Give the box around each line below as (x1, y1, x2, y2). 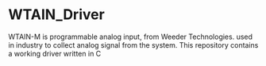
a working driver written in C (8, 49, 102, 58)
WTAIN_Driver (8, 6, 105, 24)
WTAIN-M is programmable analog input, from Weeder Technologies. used (8, 32, 253, 41)
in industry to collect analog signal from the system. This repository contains (8, 40, 259, 49)
